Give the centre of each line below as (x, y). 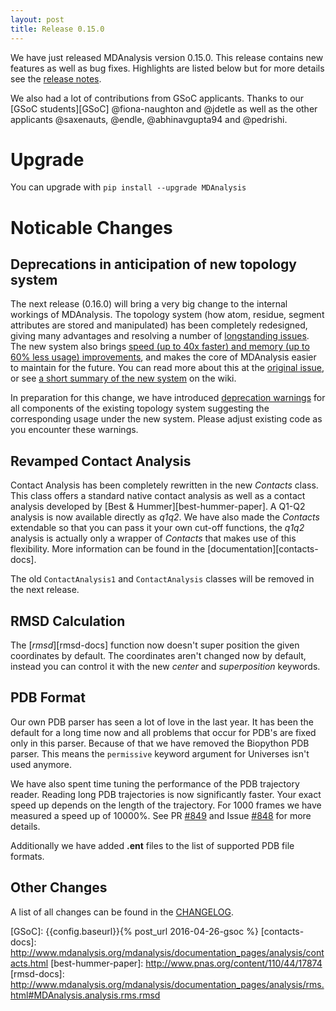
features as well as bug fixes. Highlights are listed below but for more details (167, 68)
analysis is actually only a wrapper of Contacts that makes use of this (153, 538)
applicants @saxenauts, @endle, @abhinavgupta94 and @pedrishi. (149, 119)
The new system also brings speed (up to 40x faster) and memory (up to (160, 347)
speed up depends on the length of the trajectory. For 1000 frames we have (166, 805)
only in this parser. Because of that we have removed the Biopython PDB (160, 743)
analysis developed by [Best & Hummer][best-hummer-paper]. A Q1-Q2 (158, 507)
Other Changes (59, 887)
